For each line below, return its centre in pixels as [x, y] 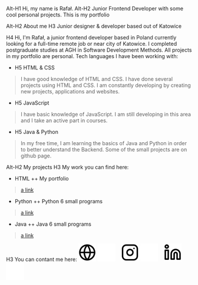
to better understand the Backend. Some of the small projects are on [104, 150]
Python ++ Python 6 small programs [59, 201]
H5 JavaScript [32, 103]
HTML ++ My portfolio [42, 178]
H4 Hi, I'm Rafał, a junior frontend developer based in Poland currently [91, 37]
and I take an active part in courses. [64, 120]
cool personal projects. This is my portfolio [58, 15]
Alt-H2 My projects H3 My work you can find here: [67, 167]
